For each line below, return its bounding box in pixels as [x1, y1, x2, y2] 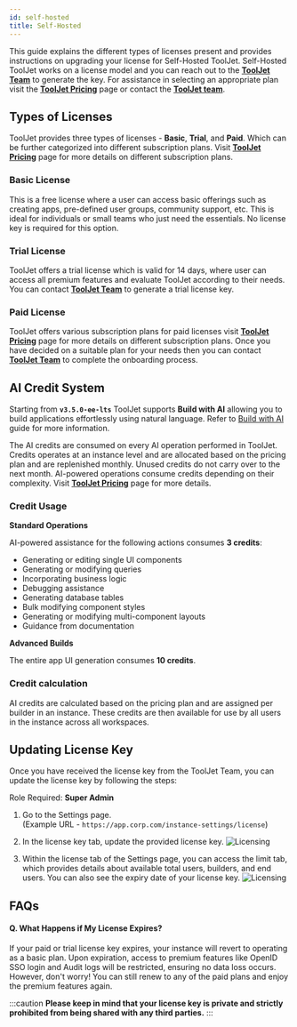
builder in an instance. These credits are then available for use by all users [9, 707, 282, 718]
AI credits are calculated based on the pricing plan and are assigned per [9, 697, 274, 708]
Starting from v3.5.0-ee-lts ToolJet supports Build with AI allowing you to [9, 404, 283, 414]
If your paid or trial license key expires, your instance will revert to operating [9, 943, 288, 954]
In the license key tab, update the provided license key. [21, 837, 224, 847]
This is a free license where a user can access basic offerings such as [9, 194, 267, 205]
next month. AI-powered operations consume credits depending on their [9, 469, 275, 479]
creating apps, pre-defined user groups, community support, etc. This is [9, 204, 275, 214]
